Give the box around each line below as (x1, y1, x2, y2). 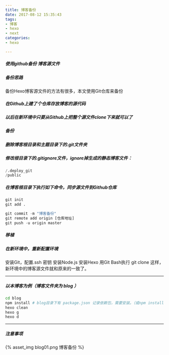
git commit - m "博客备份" (5, 211, 57, 217)
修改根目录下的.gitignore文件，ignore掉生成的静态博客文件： (5, 155, 132, 161)
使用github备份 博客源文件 (5, 61, 60, 67)
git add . (5, 202, 26, 207)
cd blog (5, 296, 22, 301)
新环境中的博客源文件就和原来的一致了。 (5, 265, 89, 271)
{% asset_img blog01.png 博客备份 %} (5, 344, 84, 350)
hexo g (5, 310, 19, 315)
